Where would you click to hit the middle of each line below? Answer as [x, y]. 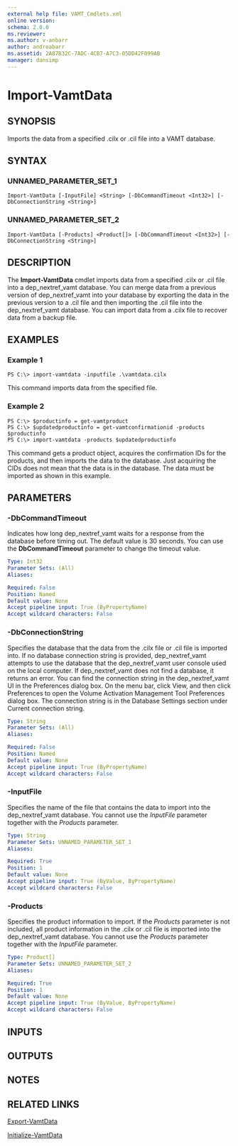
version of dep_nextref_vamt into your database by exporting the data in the [118, 295]
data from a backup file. [42, 318]
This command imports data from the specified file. [82, 388]
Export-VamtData [33, 1121]
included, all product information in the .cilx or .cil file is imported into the [114, 929]
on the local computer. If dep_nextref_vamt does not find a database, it [111, 670]
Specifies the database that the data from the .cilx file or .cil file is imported [117, 648]
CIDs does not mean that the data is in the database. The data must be [111, 468]
